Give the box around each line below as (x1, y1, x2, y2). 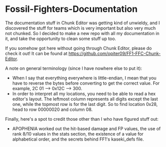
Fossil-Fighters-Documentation (5, 3, 138, 15)
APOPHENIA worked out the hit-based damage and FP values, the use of (12, 125, 161, 132)
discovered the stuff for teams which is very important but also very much (5, 25, 156, 31)
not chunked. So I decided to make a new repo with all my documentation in (5, 30, 160, 36)
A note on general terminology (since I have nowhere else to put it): (5, 65, 142, 71)
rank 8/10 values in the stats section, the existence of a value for (12, 131, 144, 137)
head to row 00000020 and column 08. (12, 106, 93, 112)
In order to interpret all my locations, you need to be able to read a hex (12, 91, 156, 97)
